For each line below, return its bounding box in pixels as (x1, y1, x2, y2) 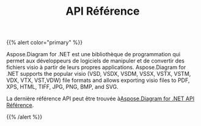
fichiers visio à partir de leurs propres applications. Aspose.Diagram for (6, 64, 186, 71)
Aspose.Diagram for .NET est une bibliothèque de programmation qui (6, 51, 181, 58)
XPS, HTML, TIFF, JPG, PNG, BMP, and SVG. (6, 83, 119, 91)
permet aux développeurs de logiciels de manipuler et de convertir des (6, 57, 185, 65)
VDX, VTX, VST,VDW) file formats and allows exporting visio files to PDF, (6, 76, 190, 84)
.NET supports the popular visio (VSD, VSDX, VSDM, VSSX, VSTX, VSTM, (6, 70, 191, 78)
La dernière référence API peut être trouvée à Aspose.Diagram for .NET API (6, 95, 194, 102)
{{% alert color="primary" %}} (6, 39, 83, 46)
